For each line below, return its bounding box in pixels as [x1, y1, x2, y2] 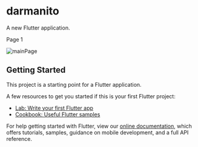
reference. [6, 135, 32, 142]
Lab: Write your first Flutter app [15, 104, 94, 111]
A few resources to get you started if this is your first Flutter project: [6, 92, 176, 100]
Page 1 [6, 36, 23, 43]
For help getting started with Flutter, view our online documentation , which [6, 122, 193, 130]
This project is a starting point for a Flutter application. [6, 81, 142, 88]
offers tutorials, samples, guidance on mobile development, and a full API [6, 128, 189, 136]
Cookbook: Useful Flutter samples [15, 110, 101, 118]
